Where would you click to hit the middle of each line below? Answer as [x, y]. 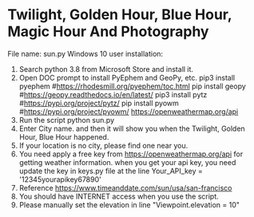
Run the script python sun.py [67, 120]
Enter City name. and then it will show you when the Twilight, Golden [132, 128]
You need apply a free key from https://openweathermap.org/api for [131, 154]
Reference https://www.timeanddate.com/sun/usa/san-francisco [125, 187]
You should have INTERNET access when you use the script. [119, 196]
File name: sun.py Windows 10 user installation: [85, 53]
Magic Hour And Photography [108, 32]
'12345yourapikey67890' [60, 179]
